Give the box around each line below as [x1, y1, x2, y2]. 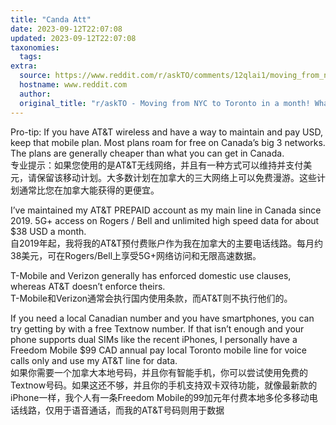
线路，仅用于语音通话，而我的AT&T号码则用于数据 [18, 404, 225, 416]
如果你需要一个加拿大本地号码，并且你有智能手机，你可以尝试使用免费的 [10, 366, 308, 378]
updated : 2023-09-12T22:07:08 [10, 33, 137, 43]
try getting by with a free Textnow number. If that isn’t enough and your [10, 322, 305, 335]
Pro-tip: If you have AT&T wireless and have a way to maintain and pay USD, [10, 126, 323, 138]
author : [19, 89, 52, 99]
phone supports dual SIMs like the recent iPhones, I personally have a [10, 333, 298, 345]
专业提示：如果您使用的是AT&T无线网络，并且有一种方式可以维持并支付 [10, 159, 304, 171]
